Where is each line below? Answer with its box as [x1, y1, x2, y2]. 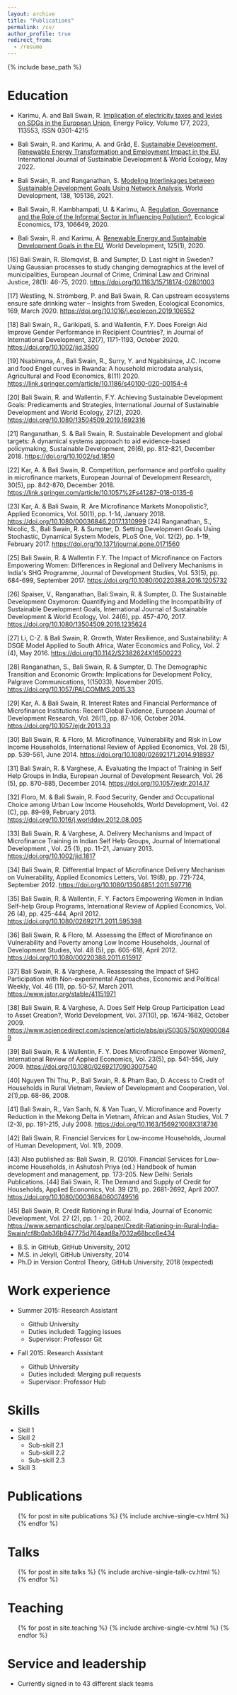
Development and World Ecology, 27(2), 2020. [7, 408, 143, 416]
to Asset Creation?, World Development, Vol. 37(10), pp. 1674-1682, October [7, 1011, 229, 1019]
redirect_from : [7, 37, 52, 44]
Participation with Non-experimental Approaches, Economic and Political [7, 974, 219, 983]
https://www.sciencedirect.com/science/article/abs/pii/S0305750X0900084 [7, 1026, 230, 1034]
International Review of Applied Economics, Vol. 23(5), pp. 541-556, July [7, 1055, 219, 1063]
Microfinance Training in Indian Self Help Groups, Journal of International [7, 836, 221, 845]
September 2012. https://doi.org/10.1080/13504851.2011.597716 [7, 880, 192, 889]
